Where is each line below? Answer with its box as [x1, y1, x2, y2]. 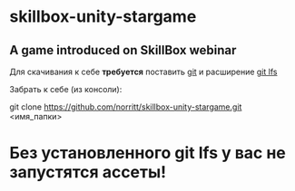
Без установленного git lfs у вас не [9, 143, 286, 164]
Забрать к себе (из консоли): [9, 84, 123, 94]
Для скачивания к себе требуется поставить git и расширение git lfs [9, 66, 278, 77]
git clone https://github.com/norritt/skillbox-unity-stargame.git [9, 101, 242, 112]
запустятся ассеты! [9, 162, 166, 183]
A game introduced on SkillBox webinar [9, 43, 237, 58]
